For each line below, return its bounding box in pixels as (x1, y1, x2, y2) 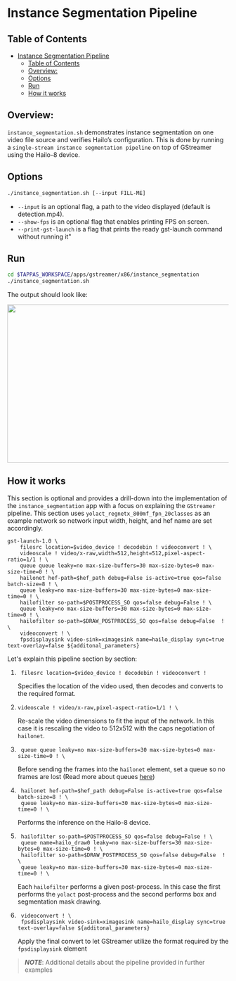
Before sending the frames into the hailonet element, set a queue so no (17, 765, 226, 773)
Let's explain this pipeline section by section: (7, 654, 137, 663)
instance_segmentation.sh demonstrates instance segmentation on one (7, 128, 214, 137)
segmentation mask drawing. (17, 897, 102, 906)
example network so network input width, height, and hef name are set (7, 516, 212, 525)
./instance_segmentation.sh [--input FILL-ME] (7, 189, 146, 196)
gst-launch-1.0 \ (7, 537, 58, 545)
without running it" (17, 232, 72, 241)
